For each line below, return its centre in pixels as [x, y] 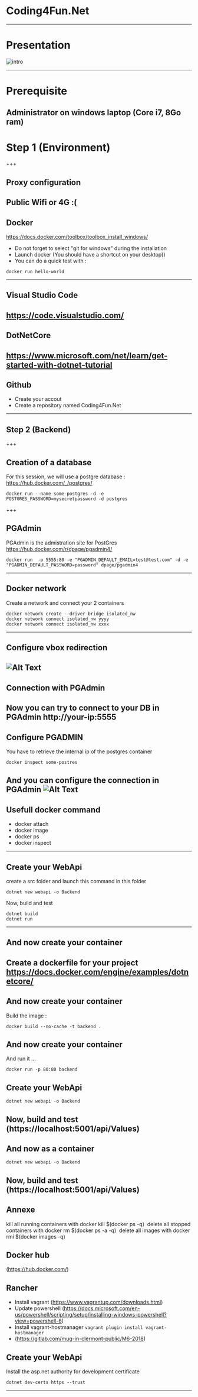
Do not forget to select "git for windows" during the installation [90, 248]
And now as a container [50, 1149]
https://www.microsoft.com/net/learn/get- [87, 356]
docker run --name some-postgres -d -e [55, 494]
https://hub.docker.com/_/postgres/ [49, 482]
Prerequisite [37, 91]
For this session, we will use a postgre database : [66, 477]
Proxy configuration [44, 182]
